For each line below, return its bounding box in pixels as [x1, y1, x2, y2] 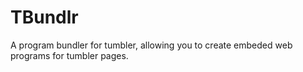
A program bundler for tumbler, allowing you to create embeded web [10, 39, 293, 51]
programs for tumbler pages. [10, 49, 129, 61]
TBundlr [10, 6, 79, 29]
